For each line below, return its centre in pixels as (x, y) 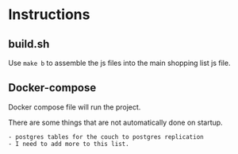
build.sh (29, 44)
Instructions (49, 15)
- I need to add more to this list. (69, 144)
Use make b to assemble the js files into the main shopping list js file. (119, 63)
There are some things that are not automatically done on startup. (116, 122)
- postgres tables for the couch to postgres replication (106, 137)
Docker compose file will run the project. (75, 107)
